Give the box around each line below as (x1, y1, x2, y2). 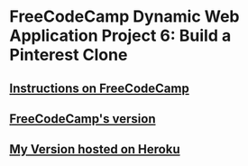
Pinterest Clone (9, 45, 128, 65)
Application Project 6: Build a (9, 25, 232, 46)
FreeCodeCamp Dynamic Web (9, 6, 240, 27)
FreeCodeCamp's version (9, 111, 156, 126)
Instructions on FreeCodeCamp (9, 80, 189, 96)
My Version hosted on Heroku (9, 142, 180, 157)
